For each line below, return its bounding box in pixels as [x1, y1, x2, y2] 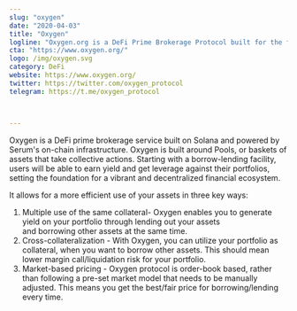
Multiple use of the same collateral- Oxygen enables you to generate [21, 206, 272, 217]
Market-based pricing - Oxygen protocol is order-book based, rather [21, 263, 272, 274]
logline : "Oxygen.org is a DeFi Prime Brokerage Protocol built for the [9, 37, 283, 47]
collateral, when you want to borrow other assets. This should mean [21, 245, 270, 255]
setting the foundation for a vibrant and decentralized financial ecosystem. [9, 172, 281, 183]
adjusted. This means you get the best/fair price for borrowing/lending [21, 282, 278, 292]
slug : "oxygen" [9, 12, 65, 22]
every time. [21, 292, 64, 302]
